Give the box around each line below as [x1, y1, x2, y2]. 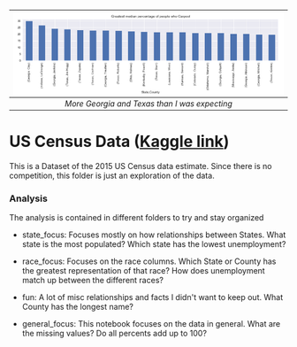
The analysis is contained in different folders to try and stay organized [9, 212, 264, 223]
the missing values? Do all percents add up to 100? [21, 328, 208, 339]
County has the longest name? [21, 302, 134, 312]
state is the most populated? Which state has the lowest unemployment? [21, 239, 286, 250]
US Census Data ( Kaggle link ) [9, 132, 230, 151]
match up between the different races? [21, 275, 164, 286]
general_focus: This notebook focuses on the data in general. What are [21, 319, 281, 329]
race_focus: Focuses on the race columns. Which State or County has [21, 256, 277, 266]
